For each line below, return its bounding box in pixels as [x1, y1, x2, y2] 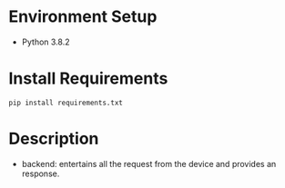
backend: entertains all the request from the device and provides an [21, 158, 277, 169]
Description [8, 129, 99, 149]
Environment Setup [8, 6, 158, 27]
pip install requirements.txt [8, 98, 124, 107]
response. [21, 168, 60, 179]
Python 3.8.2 [21, 36, 70, 47]
